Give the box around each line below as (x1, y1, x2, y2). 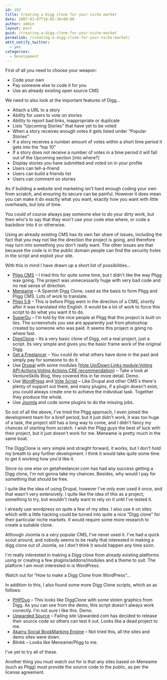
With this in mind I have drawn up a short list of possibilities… (5, 263, 131, 269)
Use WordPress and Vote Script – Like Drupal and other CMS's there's (12, 378, 157, 384)
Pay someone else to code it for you (12, 82, 87, 88)
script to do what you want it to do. (12, 309, 84, 315)
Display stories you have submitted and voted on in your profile (12, 160, 143, 166)
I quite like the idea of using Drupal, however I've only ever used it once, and (5, 486, 163, 492)
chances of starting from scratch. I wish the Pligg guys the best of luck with (5, 425, 161, 431)
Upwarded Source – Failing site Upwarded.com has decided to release (12, 613, 157, 619)
